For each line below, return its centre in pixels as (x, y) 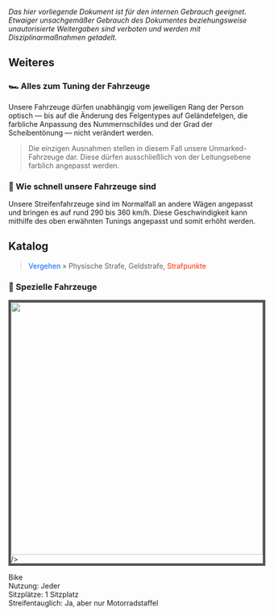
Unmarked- (228, 148)
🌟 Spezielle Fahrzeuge (53, 287)
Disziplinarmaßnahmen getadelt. (63, 37)
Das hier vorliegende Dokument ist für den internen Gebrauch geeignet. (128, 12)
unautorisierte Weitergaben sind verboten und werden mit (104, 29)
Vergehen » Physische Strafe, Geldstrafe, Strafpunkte (117, 266)
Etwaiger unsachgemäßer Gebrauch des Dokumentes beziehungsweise (128, 20)
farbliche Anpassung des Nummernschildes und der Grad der (111, 124)
